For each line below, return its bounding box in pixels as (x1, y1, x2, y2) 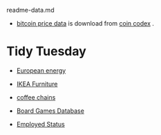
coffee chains (16, 93, 56, 101)
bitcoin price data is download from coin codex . (16, 19, 155, 27)
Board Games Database (16, 107, 84, 115)
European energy (16, 66, 66, 75)
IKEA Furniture (16, 80, 58, 88)
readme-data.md (6, 6, 55, 14)
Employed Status (16, 120, 65, 128)
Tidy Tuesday (6, 44, 87, 60)
